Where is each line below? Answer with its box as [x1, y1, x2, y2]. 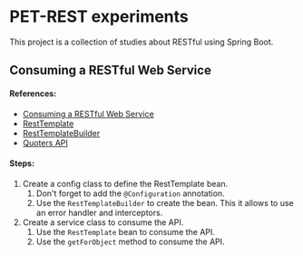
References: [9, 88, 57, 99]
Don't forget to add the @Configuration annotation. [35, 188, 225, 199]
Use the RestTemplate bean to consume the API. [35, 226, 216, 237]
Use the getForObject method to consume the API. [35, 236, 225, 247]
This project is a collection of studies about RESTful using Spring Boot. [9, 36, 274, 47]
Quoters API [22, 137, 68, 148]
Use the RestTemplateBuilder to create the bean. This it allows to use [35, 197, 294, 208]
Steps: [9, 158, 34, 169]
